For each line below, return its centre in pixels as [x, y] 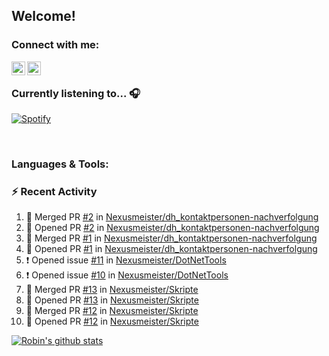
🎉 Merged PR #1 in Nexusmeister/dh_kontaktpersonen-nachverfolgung [171, 238]
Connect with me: [55, 45]
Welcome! [43, 16]
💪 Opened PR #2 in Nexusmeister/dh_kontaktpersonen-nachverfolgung [172, 228]
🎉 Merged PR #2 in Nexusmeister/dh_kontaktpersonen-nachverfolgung [172, 217]
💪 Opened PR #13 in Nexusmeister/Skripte [112, 300]
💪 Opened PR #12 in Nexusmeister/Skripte [112, 321]
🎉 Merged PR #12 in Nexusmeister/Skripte [112, 311]
